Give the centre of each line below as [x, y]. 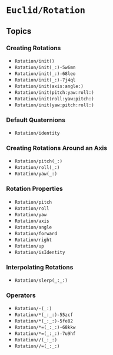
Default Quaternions [36, 120]
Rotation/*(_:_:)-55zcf [44, 315]
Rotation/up [29, 246]
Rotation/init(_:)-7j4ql [45, 80]
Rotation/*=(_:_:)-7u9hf [45, 334]
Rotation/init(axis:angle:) [49, 86]
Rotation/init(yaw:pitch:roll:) [54, 105]
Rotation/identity [37, 133]
